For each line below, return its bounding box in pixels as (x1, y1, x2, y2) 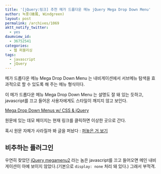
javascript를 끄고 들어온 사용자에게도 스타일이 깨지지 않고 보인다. (5, 98, 128, 104)
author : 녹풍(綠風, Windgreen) (5, 12, 65, 17)
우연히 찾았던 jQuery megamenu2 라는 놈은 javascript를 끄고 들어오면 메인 (5, 157, 147, 163)
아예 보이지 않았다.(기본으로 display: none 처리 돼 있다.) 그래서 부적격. (21, 163, 156, 169)
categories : (5, 43, 29, 48)
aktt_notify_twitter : (5, 25, 49, 30)
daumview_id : (5, 35, 31, 39)
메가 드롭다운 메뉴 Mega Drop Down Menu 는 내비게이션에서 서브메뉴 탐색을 (5, 75, 151, 81)
